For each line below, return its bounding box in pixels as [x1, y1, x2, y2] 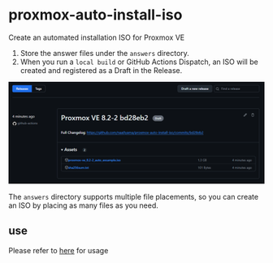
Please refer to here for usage [8, 245, 109, 255]
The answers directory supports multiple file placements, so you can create [8, 192, 258, 201]
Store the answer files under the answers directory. [19, 48, 189, 58]
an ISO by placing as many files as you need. [8, 200, 158, 210]
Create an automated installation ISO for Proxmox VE [8, 32, 185, 42]
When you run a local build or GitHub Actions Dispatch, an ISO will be [19, 57, 258, 67]
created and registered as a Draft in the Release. [19, 65, 183, 75]
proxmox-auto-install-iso [8, 6, 183, 24]
